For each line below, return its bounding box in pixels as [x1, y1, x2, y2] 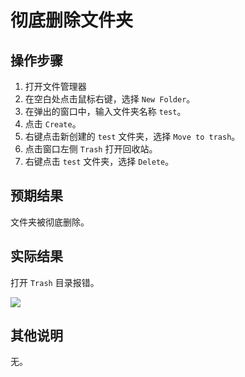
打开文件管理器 [24, 81, 87, 92]
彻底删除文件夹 [10, 9, 134, 32]
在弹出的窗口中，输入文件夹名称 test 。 [24, 106, 187, 117]
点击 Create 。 [24, 118, 82, 130]
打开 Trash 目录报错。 [10, 276, 100, 288]
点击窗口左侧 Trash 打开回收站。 [24, 143, 158, 155]
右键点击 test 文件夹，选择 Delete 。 [24, 156, 175, 167]
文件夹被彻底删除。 [10, 216, 90, 228]
